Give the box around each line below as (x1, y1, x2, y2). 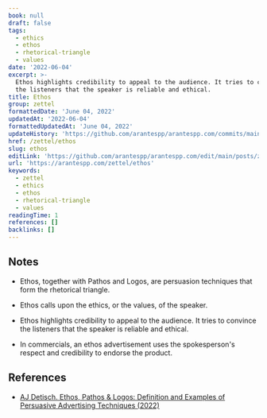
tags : (8, 26, 26, 34)
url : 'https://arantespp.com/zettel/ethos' (8, 160, 155, 168)
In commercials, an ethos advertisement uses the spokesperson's (19, 339, 236, 349)
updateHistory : (8, 130, 59, 137)
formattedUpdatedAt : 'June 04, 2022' (8, 122, 133, 130)
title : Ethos (8, 93, 52, 101)
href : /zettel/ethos (8, 137, 77, 145)
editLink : (8, 152, 41, 160)
